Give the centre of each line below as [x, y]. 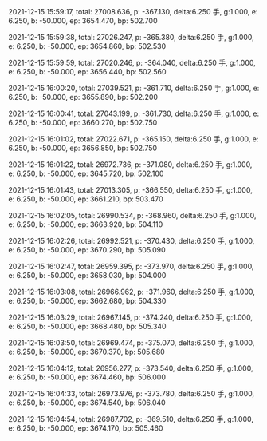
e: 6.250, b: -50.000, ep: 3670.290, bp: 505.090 [87, 250]
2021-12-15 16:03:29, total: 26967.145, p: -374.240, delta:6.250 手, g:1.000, [131, 317]
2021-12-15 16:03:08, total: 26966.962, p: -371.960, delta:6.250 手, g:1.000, [132, 292]
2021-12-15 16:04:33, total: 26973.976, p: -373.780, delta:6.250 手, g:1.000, [132, 393]
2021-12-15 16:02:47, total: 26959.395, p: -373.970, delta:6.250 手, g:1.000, [131, 266]
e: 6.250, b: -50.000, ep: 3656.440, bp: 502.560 [87, 72]
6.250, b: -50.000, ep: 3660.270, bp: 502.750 [83, 123]
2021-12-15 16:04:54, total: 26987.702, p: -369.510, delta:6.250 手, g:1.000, [131, 419]
